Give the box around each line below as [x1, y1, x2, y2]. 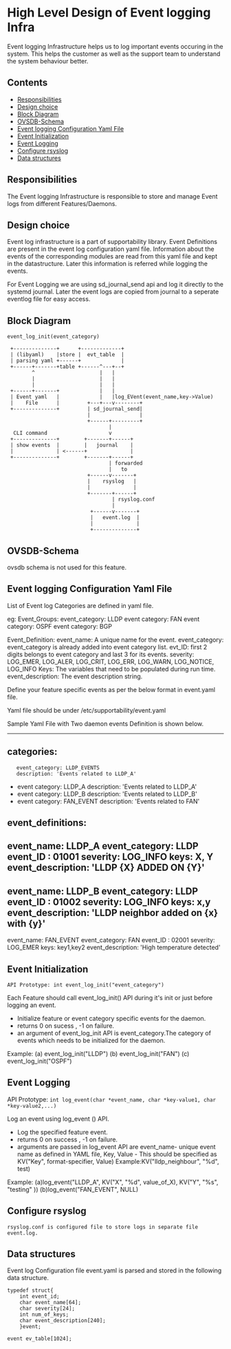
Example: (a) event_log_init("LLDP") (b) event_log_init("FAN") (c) [7, 1050, 190, 1058]
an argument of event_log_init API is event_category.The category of [16, 1029, 212, 1037]
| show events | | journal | [10, 442, 134, 449]
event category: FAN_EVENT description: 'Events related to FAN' [16, 797, 200, 805]
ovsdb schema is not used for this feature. [7, 563, 127, 571]
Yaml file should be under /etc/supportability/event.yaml [7, 706, 166, 714]
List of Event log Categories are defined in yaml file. [7, 601, 154, 609]
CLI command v [13, 429, 112, 437]
